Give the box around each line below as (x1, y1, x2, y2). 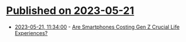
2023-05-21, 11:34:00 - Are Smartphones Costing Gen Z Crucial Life (14, 23, 180, 30)
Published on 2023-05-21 (6, 4, 134, 17)
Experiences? (14, 29, 48, 36)
